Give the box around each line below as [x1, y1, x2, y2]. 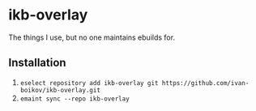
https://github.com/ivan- [161, 79, 250, 87]
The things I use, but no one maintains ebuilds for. [8, 32, 176, 42]
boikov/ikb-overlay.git [19, 86, 101, 94]
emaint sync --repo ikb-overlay [19, 95, 130, 103]
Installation [8, 56, 66, 70]
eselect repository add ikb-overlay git [19, 79, 159, 87]
